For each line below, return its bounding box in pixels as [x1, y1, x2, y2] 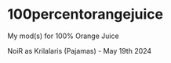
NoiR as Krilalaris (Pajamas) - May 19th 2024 [7, 46, 152, 55]
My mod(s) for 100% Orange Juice [7, 31, 119, 40]
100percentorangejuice [7, 5, 164, 23]
